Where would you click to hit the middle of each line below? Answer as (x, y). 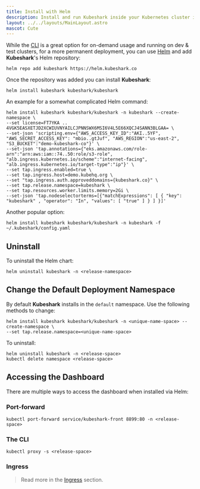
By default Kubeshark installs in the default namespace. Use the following (98, 304)
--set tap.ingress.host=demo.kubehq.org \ (60, 175)
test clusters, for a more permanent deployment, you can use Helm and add (99, 52)
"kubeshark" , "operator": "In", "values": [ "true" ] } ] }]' (86, 201)
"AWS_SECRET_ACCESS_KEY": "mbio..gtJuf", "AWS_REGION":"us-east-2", (93, 139)
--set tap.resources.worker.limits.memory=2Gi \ (68, 191)
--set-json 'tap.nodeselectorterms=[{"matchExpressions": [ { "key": (94, 196)
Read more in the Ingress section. (62, 479)
